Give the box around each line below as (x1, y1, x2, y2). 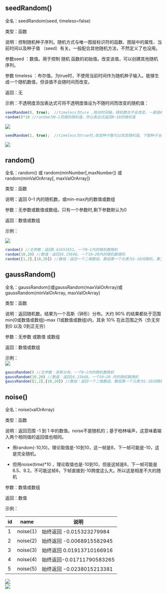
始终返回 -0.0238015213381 (42, 566, 113, 573)
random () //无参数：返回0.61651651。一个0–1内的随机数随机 (5, 247, 118, 252)
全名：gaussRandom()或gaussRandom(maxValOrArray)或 (5, 284, 123, 290)
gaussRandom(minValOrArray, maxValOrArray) (5, 290, 100, 296)
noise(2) (17, 537, 37, 544)
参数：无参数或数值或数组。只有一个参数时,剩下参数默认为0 (5, 207, 127, 213)
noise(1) (17, 528, 37, 535)
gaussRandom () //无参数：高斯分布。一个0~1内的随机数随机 (5, 369, 114, 375)
